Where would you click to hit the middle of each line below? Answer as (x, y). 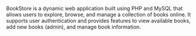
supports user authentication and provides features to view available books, (98, 21)
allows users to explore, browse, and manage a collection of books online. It (99, 15)
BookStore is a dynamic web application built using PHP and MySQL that (94, 8)
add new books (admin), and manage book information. (74, 27)
